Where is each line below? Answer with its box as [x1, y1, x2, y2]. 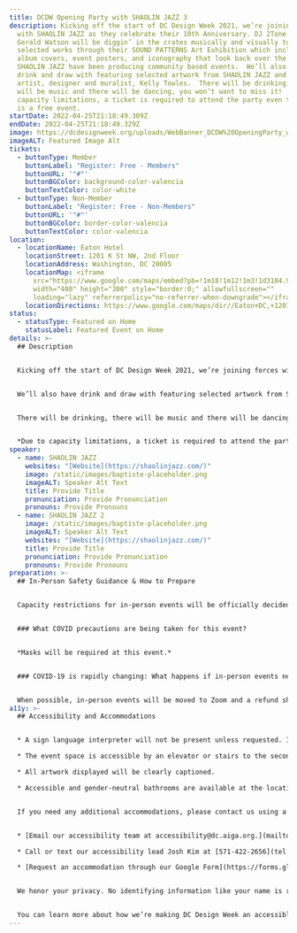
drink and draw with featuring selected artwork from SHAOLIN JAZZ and [17, 71, 287, 80]
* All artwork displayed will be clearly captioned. [17, 767, 216, 776]
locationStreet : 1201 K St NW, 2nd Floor [25, 251, 179, 261]
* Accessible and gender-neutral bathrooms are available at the [17, 783, 263, 792]
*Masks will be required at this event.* [17, 648, 172, 657]
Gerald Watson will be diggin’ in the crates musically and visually [17, 37, 278, 47]
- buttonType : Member [17, 152, 97, 162]
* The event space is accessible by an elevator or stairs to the [17, 752, 267, 761]
